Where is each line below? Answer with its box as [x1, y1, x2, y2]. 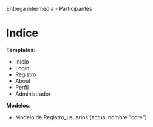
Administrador [15, 90, 51, 97]
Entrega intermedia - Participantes [6, 5, 92, 12]
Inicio [15, 57, 29, 65]
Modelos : [6, 102, 31, 109]
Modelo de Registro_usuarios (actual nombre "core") [15, 113, 148, 120]
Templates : [6, 46, 35, 53]
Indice [6, 27, 38, 40]
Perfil [15, 83, 29, 91]
